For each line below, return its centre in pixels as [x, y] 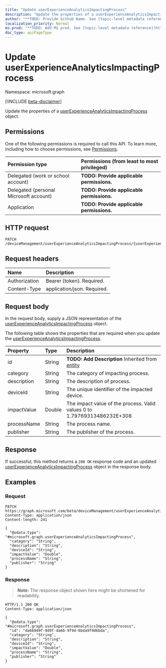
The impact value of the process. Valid [111, 403]
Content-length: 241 [26, 520]
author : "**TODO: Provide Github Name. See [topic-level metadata [75, 19]
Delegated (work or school [39, 176]
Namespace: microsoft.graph [35, 91]
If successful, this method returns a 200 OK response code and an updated [81, 461]
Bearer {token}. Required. [75, 281]
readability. [29, 595]
